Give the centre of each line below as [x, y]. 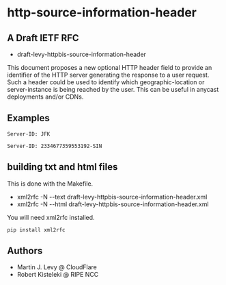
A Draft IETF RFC [43, 38]
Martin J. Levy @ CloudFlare [57, 267]
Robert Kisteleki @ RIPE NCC [58, 275]
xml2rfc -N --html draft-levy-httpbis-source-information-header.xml [113, 204]
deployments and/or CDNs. [45, 97]
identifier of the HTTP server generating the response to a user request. [108, 75]
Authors [25, 251]
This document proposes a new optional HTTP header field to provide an [110, 67]
